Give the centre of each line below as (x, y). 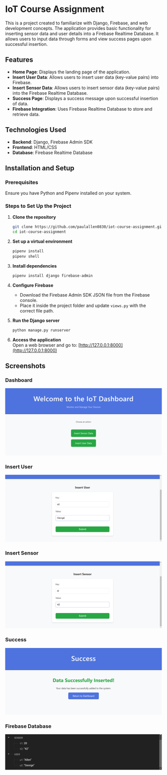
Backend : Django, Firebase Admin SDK (52, 142)
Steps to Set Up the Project (38, 206)
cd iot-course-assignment (39, 232)
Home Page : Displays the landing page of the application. (71, 72)
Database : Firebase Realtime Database (52, 153)
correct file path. (37, 310)
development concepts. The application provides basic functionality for (78, 28)
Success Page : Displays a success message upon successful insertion (85, 98)
